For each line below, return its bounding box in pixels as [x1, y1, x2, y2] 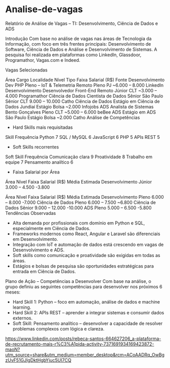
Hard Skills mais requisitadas [12, 124, 73, 130]
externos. [12, 315, 33, 321]
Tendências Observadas [5, 210, 56, 216]
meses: [5, 289, 21, 295]
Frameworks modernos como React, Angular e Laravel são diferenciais [12, 231, 160, 237]
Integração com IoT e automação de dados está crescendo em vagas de [12, 241, 164, 247]
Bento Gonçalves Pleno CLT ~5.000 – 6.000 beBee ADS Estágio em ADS [5, 109, 156, 115]
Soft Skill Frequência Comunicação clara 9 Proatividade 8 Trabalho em [5, 154, 153, 160]
